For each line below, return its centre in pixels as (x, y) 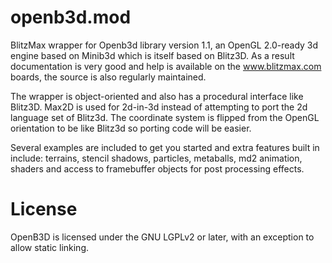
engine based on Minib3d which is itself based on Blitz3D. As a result (152, 55)
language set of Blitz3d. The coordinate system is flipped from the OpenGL (165, 117)
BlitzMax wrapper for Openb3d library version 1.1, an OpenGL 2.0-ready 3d (164, 45)
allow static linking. (50, 247)
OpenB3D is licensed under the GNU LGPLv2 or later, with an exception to (162, 237)
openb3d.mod (71, 17)
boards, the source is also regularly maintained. (108, 77)
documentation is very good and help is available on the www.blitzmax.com (166, 66)
